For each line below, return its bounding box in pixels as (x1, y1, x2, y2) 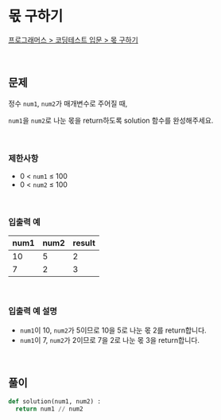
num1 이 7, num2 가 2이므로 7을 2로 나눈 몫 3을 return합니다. (19, 335, 200, 344)
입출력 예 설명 (8, 305, 58, 317)
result (72, 238, 95, 249)
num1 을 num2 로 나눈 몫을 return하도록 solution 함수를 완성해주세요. (8, 115, 214, 125)
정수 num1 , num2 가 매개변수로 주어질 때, (8, 99, 128, 108)
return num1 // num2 (15, 405, 83, 414)
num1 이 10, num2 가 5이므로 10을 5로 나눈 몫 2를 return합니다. (19, 325, 207, 335)
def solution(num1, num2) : (8, 398, 102, 406)
